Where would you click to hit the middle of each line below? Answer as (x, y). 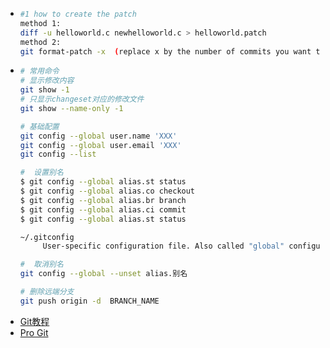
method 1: (40, 23)
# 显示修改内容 (47, 81)
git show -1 (44, 90)
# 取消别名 (41, 264)
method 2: (40, 42)
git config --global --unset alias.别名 (103, 274)
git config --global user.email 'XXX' (100, 145)
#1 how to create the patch (78, 14)
